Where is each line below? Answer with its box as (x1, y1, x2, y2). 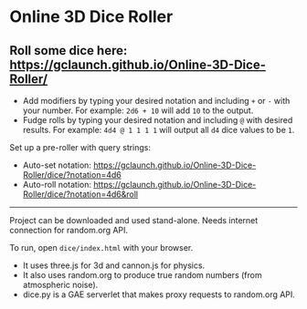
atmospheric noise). (22, 280, 99, 290)
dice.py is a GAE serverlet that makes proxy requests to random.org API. (22, 289, 295, 300)
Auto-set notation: (22, 160, 91, 170)
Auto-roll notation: (22, 180, 92, 190)
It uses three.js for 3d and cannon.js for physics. (22, 260, 206, 271)
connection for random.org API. (9, 225, 129, 235)
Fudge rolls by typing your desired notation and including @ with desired (22, 115, 293, 125)
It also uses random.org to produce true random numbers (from (22, 270, 262, 280)
